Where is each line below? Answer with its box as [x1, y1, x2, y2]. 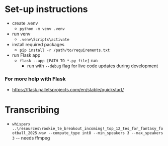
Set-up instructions [5, 4, 89, 15]
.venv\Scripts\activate [19, 37, 70, 42]
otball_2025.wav [12, 130, 46, 136]
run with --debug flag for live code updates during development [27, 63, 158, 69]
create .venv [12, 20, 38, 26]
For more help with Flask [5, 75, 66, 82]
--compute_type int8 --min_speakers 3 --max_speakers [48, 130, 163, 136]
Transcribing [5, 104, 60, 116]
